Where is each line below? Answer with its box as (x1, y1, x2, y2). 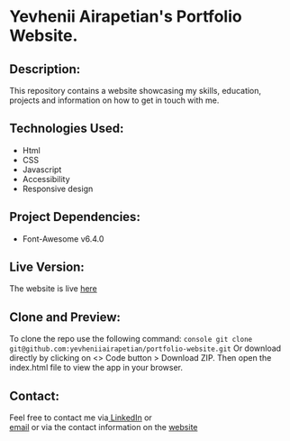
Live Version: (9, 260, 86, 275)
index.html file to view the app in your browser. (9, 363, 183, 373)
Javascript (22, 164, 62, 175)
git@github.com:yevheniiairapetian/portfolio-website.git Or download (9, 343, 282, 354)
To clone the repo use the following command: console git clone (9, 334, 253, 345)
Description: (9, 61, 81, 77)
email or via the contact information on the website (9, 422, 198, 433)
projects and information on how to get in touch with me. (9, 95, 220, 106)
